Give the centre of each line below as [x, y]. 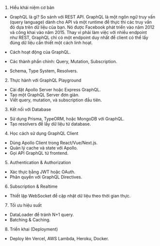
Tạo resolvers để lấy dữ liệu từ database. [50, 124]
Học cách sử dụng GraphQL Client [44, 133]
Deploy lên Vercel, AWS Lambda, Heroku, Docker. [59, 238]
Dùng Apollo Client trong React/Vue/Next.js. [54, 143]
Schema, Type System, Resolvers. [44, 71]
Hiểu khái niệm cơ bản [32, 8]
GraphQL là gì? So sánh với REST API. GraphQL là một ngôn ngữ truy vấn [82, 17]
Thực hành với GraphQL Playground [45, 80]
